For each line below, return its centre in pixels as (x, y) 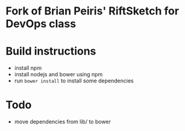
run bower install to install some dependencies (74, 81)
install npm (28, 68)
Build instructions (51, 51)
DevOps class (41, 24)
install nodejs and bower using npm (58, 75)
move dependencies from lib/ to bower (62, 122)
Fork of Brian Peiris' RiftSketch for (92, 11)
